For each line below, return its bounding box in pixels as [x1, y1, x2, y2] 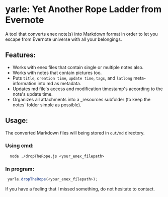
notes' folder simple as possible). [12, 102, 81, 108]
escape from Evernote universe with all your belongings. [5, 36, 122, 42]
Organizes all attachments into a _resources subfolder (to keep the [12, 96, 151, 102]
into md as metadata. [37, 80, 81, 86]
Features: [5, 51, 36, 59]
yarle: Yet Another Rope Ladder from [5, 4, 162, 15]
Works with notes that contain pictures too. [12, 70, 102, 76]
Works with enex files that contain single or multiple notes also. [12, 64, 144, 70]
